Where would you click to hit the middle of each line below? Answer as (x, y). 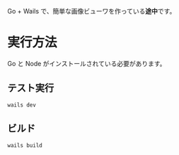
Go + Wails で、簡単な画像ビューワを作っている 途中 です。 (92, 11)
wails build (25, 145)
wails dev (22, 105)
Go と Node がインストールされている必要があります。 (87, 63)
